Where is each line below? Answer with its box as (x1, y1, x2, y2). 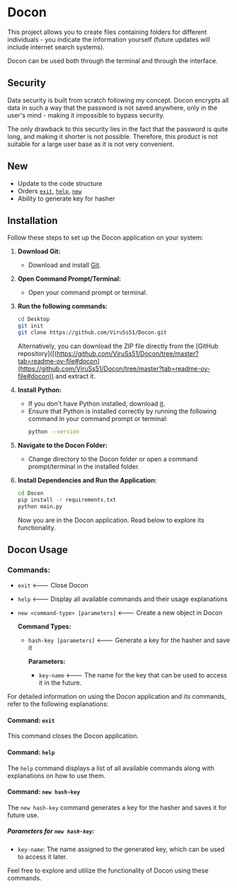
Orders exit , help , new (17, 186, 82, 195)
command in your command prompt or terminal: (28, 415, 168, 422)
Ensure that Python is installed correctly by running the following (28, 407, 217, 415)
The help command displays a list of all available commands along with (7, 763, 214, 772)
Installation (7, 214, 58, 227)
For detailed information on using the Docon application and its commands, (7, 692, 226, 701)
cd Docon (17, 490, 44, 497)
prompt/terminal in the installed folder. (28, 462, 140, 471)
